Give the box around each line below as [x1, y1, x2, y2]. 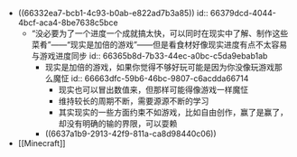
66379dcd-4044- [210, 8, 277, 18]
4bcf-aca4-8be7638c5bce [17, 17, 119, 28]
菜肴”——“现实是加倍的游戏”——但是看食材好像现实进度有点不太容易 [31, 40, 288, 50]
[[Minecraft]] [17, 138, 66, 148]
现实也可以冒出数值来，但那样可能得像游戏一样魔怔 [58, 85, 249, 95]
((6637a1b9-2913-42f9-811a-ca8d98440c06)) [44, 128, 217, 139]
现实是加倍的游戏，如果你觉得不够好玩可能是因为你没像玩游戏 [44, 62, 275, 72]
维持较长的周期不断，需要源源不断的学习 [58, 96, 209, 106]
